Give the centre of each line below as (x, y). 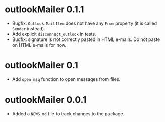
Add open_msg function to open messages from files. (66, 79)
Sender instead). (29, 28)
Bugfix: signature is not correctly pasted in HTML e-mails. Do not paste (86, 39)
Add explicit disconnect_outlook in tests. (54, 34)
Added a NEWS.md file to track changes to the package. (68, 114)
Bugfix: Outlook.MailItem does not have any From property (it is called (85, 23)
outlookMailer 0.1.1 (44, 9)
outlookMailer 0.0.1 (46, 100)
